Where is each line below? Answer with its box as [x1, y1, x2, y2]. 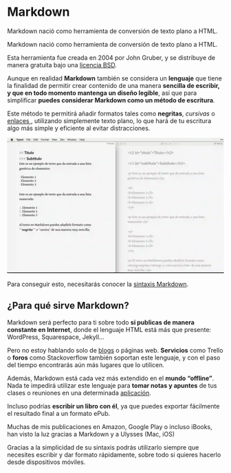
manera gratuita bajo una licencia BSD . [7, 60, 117, 69]
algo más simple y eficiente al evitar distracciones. [7, 124, 151, 132]
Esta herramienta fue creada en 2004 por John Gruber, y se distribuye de [7, 53, 215, 62]
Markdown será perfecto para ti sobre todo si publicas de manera [7, 318, 195, 327]
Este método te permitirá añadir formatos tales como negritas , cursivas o [7, 109, 215, 118]
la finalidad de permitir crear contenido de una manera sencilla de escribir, [7, 81, 220, 89]
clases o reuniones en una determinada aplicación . [7, 388, 151, 397]
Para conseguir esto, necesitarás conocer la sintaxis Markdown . [7, 280, 189, 288]
